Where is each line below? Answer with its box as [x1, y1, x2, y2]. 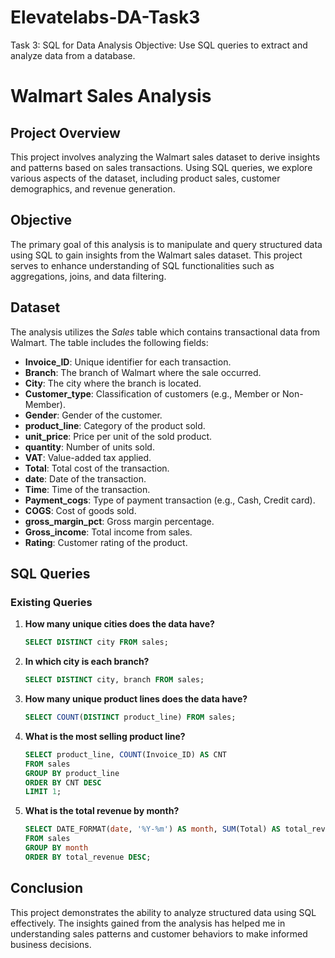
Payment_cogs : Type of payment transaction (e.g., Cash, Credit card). [24, 494, 316, 506]
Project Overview [10, 124, 121, 141]
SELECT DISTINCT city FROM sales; [24, 637, 169, 648]
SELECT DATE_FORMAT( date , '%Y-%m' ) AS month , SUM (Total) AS [24, 824, 281, 835]
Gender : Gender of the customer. [24, 409, 163, 421]
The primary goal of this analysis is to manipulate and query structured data [10, 238, 323, 250]
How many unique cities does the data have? [24, 618, 215, 630]
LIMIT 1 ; [24, 787, 62, 797]
